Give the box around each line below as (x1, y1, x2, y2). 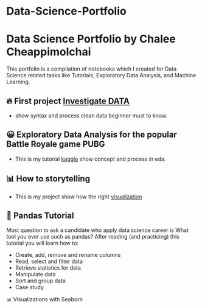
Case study (15, 284, 44, 291)
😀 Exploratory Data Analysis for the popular (6, 130, 178, 140)
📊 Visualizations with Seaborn (6, 296, 83, 303)
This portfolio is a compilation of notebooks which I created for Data (6, 65, 177, 72)
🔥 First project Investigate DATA (6, 96, 130, 106)
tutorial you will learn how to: (6, 239, 79, 247)
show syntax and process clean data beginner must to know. (15, 111, 168, 119)
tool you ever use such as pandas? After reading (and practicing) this (6, 233, 179, 240)
